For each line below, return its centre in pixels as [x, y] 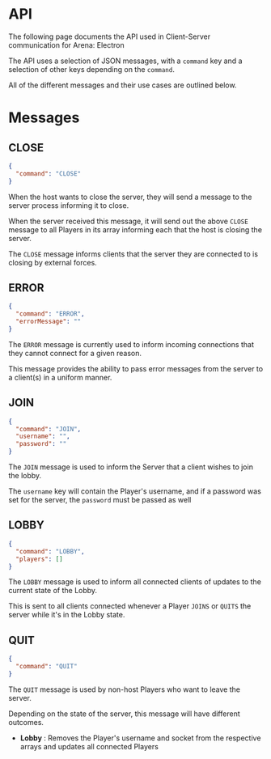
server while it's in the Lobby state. [67, 615]
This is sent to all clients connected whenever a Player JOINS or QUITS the [130, 606]
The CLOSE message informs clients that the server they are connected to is [133, 254]
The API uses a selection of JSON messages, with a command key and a [125, 61]
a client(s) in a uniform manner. [60, 377]
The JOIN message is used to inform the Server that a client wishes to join [131, 467]
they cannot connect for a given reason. [75, 353]
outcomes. [26, 722]
